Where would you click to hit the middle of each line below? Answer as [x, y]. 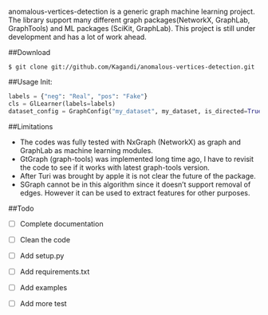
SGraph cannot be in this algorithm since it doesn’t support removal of [135, 184]
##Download [30, 52]
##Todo [21, 208]
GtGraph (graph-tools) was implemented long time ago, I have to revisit [136, 159]
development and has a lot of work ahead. [78, 37]
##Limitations [31, 126]
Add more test [43, 303]
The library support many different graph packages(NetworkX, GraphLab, [129, 20]
